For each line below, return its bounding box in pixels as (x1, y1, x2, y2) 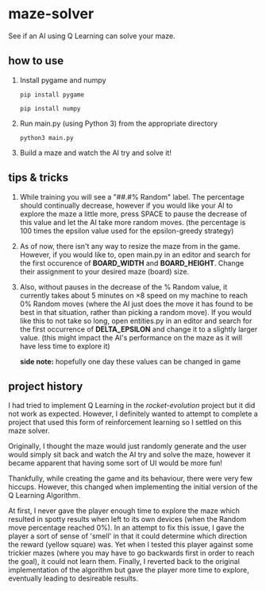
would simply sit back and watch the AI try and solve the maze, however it (8, 450, 251, 460)
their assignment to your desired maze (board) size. (19, 266, 189, 276)
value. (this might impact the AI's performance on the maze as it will (19, 332, 243, 342)
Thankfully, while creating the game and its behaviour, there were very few (8, 474, 253, 484)
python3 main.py (19, 134, 74, 142)
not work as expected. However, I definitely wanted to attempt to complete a (8, 409, 258, 418)
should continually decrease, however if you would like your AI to (19, 200, 233, 210)
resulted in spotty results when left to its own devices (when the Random (8, 515, 247, 524)
